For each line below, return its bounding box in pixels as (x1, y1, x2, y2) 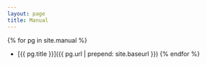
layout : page (7, 10, 46, 17)
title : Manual (7, 17, 49, 24)
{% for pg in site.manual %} (7, 36, 88, 44)
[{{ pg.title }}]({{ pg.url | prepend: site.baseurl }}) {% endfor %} (17, 50, 200, 58)
